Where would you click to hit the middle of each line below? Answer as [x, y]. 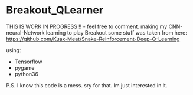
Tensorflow [28, 62]
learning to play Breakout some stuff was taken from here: [117, 32]
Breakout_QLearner [55, 10]
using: [14, 50]
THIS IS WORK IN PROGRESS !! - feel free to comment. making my [87, 26]
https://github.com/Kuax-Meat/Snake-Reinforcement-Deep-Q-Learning [93, 39]
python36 [27, 74]
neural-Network [25, 32]
